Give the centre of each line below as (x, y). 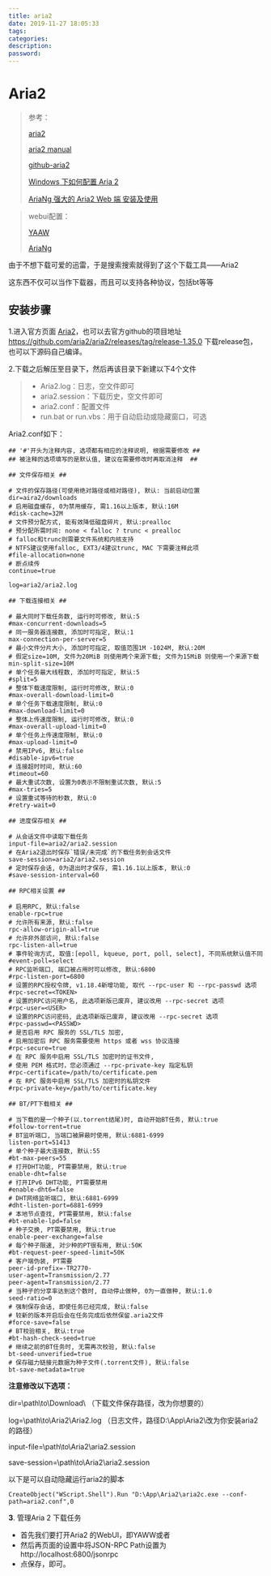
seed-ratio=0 (30, 1298)
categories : (28, 39)
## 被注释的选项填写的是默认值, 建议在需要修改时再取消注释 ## (103, 459)
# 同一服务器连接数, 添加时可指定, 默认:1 (71, 632)
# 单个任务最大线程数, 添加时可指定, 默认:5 (74, 672)
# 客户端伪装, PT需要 (40, 1261)
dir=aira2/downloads (43, 497)
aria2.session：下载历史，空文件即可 (102, 396)
